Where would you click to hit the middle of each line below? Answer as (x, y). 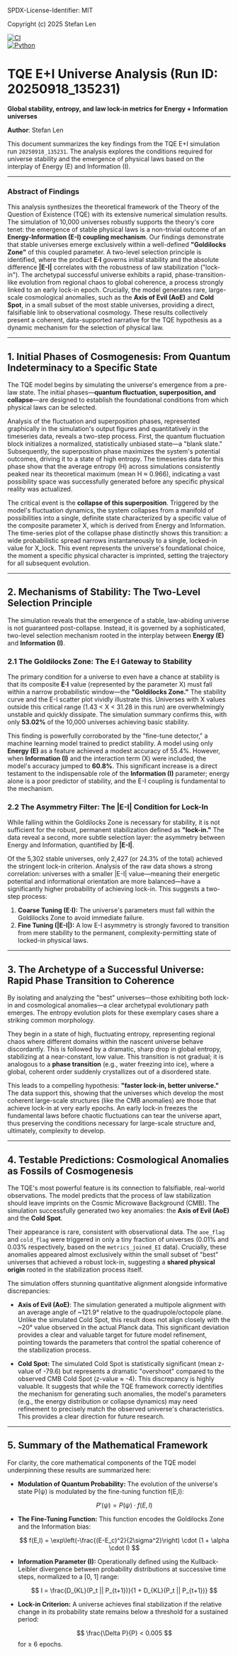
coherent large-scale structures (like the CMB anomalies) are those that (112, 1100)
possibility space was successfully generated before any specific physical (116, 481)
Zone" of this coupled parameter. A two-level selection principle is (104, 252)
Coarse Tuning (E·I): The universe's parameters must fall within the (116, 910)
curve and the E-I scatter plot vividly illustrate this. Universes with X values (117, 699)
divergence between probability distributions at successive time (133, 1569)
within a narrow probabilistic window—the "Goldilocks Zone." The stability (117, 692)
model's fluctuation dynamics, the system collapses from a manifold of (111, 510)
